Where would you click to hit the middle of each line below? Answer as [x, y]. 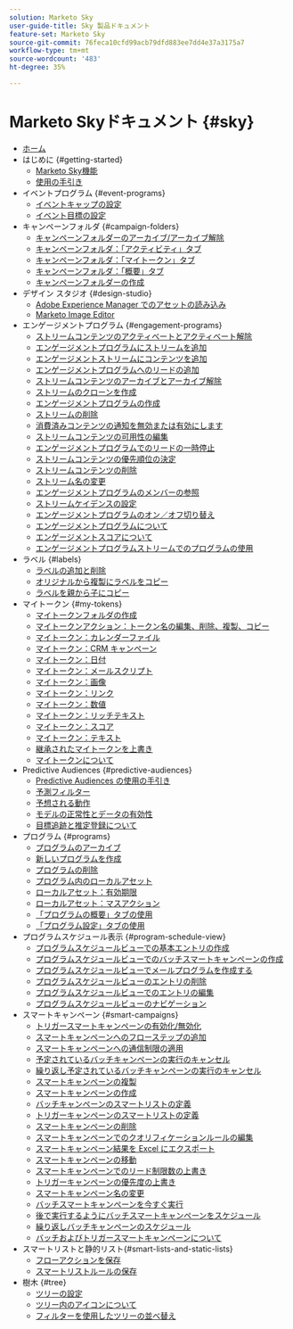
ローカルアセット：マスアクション [98, 903]
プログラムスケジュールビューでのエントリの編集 [125, 992]
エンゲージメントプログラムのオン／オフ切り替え [125, 515]
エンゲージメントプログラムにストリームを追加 [121, 347]
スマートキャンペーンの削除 [86, 1126]
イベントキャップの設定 [78, 204]
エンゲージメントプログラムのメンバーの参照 [117, 492]
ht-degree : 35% [37, 68]
